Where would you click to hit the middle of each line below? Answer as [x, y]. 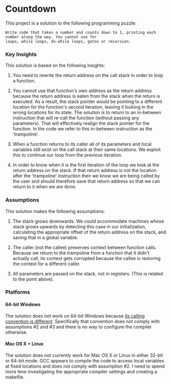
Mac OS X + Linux [25, 344]
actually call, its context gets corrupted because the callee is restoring [87, 258]
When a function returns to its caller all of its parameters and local [82, 144]
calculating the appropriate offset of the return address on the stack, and [89, 232]
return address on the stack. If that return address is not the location [84, 170]
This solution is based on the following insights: [55, 66]
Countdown [31, 9]
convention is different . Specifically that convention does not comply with [82, 321]
